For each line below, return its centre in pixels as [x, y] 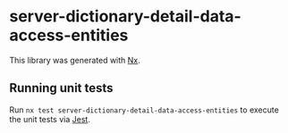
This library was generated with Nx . [75, 60]
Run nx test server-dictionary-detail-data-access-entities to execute [144, 110]
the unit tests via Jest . [50, 119]
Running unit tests [61, 88]
